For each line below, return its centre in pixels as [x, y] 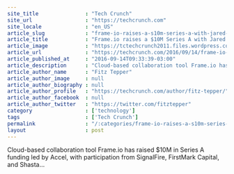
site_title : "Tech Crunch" [70, 14]
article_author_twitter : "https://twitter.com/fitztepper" [99, 104]
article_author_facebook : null [56, 98]
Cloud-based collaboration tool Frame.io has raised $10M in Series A [106, 150]
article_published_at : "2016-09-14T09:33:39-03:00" [92, 59]
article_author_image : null [56, 78]
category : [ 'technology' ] [71, 111]
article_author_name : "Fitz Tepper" [70, 72]
